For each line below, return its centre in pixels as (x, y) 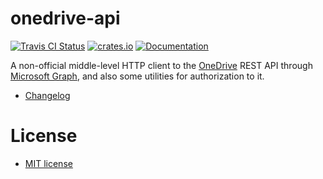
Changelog (47, 95)
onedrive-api (65, 18)
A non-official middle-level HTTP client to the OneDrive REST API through (161, 65)
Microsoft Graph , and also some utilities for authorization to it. (137, 76)
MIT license (48, 163)
